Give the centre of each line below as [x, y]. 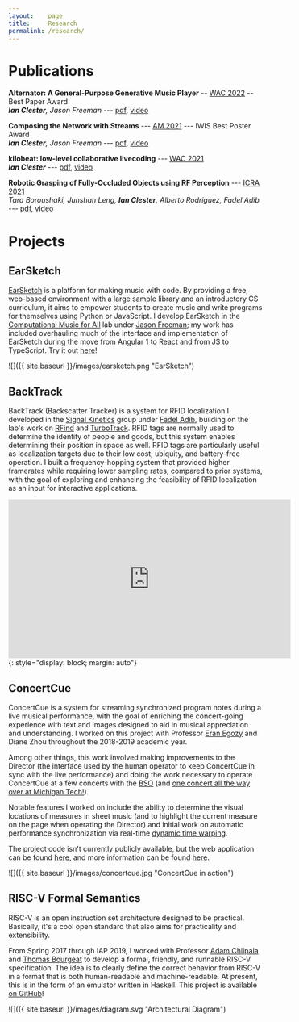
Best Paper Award [38, 102]
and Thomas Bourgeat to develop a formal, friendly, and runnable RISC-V [130, 959]
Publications [51, 71]
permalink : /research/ [46, 31]
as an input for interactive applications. [73, 488]
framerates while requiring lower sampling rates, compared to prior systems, [135, 471]
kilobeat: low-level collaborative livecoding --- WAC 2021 [106, 159]
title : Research [43, 23]
